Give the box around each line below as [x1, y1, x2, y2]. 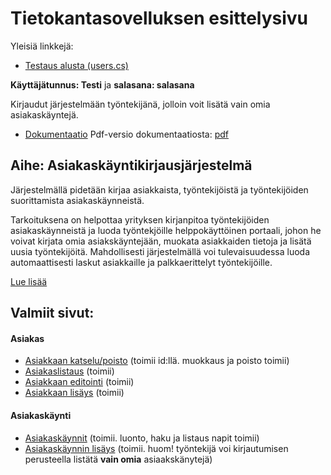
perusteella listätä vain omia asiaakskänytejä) [24, 453, 213, 465]
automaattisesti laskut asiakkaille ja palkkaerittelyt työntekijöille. [10, 256, 273, 268]
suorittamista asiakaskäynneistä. [10, 194, 145, 206]
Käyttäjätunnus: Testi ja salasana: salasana [10, 78, 195, 91]
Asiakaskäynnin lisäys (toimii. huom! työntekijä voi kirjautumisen [24, 442, 289, 454]
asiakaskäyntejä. [10, 108, 79, 121]
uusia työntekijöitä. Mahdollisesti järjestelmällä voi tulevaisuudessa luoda [10, 245, 311, 257]
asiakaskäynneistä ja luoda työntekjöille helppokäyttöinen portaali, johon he [10, 224, 322, 236]
